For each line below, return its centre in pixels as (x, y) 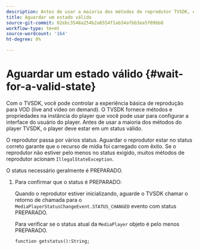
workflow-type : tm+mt (33, 28)
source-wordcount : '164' (37, 34)
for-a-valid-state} (51, 87)
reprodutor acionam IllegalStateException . (60, 159)
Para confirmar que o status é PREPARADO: (68, 182)
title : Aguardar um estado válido (49, 17)
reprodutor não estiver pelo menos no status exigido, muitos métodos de (95, 152)
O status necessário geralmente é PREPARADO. (65, 170)
